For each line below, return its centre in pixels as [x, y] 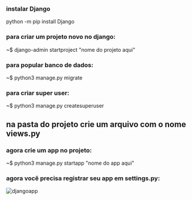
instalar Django [28, 9]
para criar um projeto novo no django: [61, 37]
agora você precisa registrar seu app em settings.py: [83, 178]
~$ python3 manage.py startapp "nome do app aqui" [70, 163]
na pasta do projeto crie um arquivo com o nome [96, 124]
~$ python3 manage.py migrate [44, 78]
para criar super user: [38, 93]
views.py [23, 133]
